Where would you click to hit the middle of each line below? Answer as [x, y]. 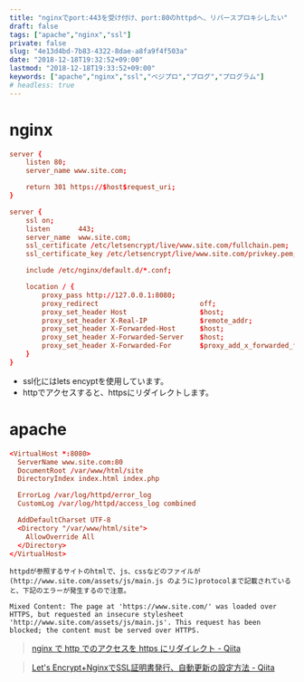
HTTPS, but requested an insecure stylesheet [96, 615]
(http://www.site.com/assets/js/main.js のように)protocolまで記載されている [150, 581]
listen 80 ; [46, 163]
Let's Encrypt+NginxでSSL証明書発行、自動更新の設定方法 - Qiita [153, 668]
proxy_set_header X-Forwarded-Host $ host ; [133, 329]
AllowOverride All [60, 537]
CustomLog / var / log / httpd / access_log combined [107, 504]
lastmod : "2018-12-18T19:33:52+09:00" [82, 69]
